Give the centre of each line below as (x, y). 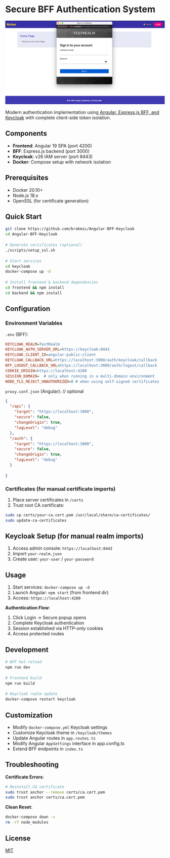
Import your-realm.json (37, 554)
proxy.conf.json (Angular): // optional (45, 391)
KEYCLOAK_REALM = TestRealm (32, 344)
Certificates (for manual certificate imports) (60, 488)
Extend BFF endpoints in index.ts (48, 749)
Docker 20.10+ (28, 190)
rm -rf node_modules (27, 823)
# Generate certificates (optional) (44, 245)
